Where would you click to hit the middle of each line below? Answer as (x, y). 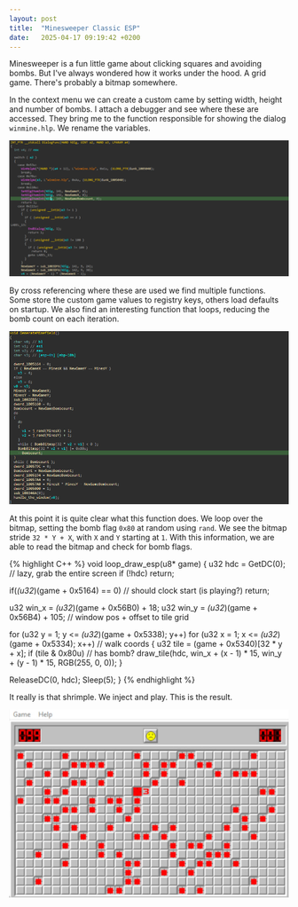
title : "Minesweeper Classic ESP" (75, 28)
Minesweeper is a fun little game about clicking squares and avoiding (136, 64)
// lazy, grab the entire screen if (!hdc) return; (92, 573)
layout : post (33, 19)
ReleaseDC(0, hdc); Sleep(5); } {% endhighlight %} (102, 680)
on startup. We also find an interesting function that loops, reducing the (140, 310)
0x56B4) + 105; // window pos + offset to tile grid (99, 617)
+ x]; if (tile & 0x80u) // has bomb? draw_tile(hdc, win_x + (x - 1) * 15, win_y (145, 653)
